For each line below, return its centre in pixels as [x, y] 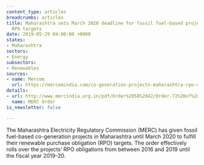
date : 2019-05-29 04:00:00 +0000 [49, 34]
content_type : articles [36, 12]
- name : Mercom [25, 79]
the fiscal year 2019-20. [36, 155]
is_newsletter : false [34, 107]
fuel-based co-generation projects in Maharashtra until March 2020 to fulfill [101, 136]
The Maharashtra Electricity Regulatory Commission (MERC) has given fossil [102, 130]
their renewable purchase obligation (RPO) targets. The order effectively [97, 143]
